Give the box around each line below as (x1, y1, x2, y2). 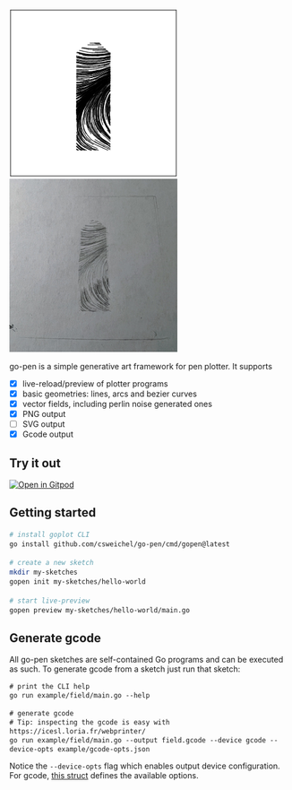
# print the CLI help (9, 682, 90, 691)
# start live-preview (9, 596, 90, 605)
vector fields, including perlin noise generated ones (21, 398, 213, 409)
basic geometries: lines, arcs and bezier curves (21, 388, 197, 399)
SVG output (21, 418, 65, 430)
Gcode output (21, 429, 73, 439)
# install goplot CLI (9, 530, 90, 539)
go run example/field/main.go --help (9, 691, 150, 700)
